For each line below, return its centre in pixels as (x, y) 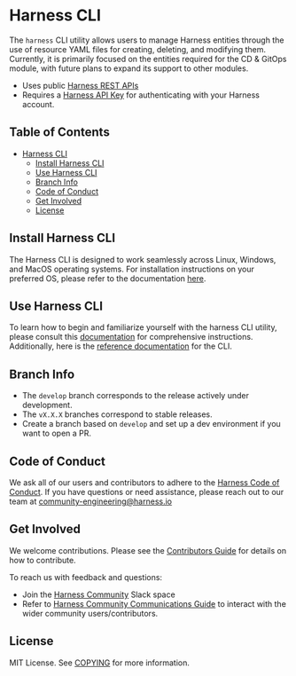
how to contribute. (43, 560)
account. (38, 104)
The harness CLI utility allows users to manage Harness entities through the (147, 40)
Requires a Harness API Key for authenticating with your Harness (140, 95)
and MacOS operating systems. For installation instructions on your (132, 269)
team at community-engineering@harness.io (91, 501)
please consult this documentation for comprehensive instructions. (131, 337)
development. (47, 405)
